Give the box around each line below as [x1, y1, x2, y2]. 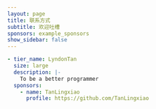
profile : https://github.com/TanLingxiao [25, 95, 150, 102]
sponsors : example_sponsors [7, 30, 90, 37]
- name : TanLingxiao [20, 89, 80, 96]
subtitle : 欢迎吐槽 [7, 23, 60, 30]
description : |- [13, 68, 61, 76]
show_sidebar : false [7, 37, 68, 44]
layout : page [7, 10, 46, 18]
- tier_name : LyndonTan [7, 56, 77, 63]
